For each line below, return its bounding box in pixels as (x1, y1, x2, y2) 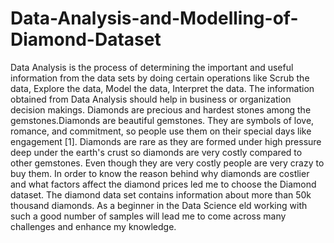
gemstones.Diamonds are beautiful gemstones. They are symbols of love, (10, 114, 315, 126)
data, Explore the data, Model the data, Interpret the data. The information (10, 82, 315, 94)
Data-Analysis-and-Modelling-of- (10, 7, 299, 30)
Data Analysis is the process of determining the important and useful (10, 61, 294, 73)
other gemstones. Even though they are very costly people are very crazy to (10, 157, 325, 169)
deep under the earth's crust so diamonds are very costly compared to (10, 146, 303, 158)
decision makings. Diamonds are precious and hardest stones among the (10, 103, 312, 116)
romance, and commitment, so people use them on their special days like (10, 125, 312, 137)
